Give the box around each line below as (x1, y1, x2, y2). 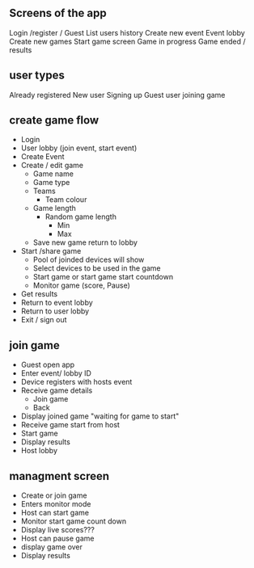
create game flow (9, 113, 99, 128)
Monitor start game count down (20, 516, 127, 526)
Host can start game (20, 508, 90, 518)
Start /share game (20, 246, 82, 256)
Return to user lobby (20, 306, 90, 316)
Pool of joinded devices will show (32, 255, 145, 265)
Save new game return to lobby (32, 238, 138, 247)
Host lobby (20, 446, 58, 456)
